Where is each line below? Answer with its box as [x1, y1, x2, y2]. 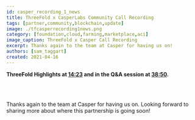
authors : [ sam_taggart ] [6, 48, 67, 55]
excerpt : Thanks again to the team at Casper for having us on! [6, 43, 173, 49]
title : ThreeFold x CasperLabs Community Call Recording [6, 15, 154, 21]
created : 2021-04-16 [6, 54, 59, 60]
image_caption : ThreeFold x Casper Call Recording [6, 37, 138, 43]
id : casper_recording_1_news [6, 8, 80, 15]
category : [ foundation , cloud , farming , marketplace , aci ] [6, 32, 149, 38]
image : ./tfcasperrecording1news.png [6, 25, 102, 32]
